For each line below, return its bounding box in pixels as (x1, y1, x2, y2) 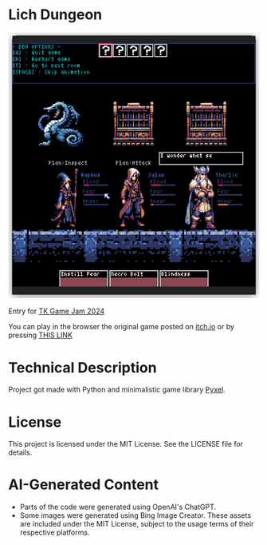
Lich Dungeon (8, 6, 103, 24)
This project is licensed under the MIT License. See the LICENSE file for (8, 440, 244, 449)
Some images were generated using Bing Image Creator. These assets (19, 511, 252, 520)
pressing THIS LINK (8, 330, 73, 340)
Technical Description (8, 358, 157, 376)
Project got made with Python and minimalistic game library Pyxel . (8, 385, 226, 395)
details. (8, 448, 33, 457)
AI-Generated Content (8, 475, 159, 494)
